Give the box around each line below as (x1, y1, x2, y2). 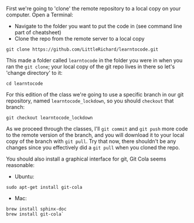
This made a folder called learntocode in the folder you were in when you (6, 57, 183, 64)
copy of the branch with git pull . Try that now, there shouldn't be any (6, 138, 176, 145)
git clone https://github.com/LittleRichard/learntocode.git (6, 46, 159, 52)
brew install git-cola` (6, 211, 64, 217)
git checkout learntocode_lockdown (6, 115, 93, 121)
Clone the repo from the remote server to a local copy (14, 35, 145, 42)
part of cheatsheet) (14, 29, 62, 36)
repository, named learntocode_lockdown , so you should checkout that (6, 97, 174, 104)
